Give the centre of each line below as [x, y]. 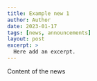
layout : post [26, 39]
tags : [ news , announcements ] [49, 33]
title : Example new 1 [38, 13]
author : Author [29, 20]
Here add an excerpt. [45, 52]
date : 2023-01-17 [32, 26]
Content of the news [36, 71]
